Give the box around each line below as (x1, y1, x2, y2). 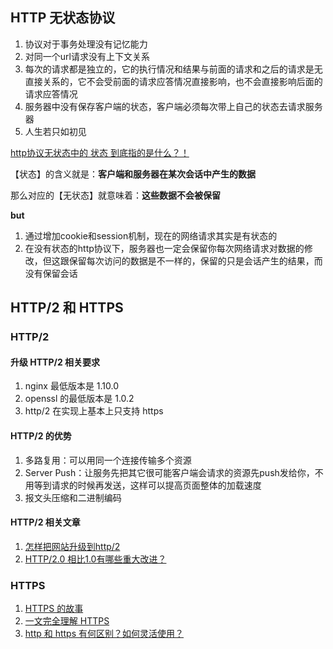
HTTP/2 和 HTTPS (10, 299, 124, 317)
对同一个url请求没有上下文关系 (24, 50, 150, 62)
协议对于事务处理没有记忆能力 (24, 38, 148, 50)
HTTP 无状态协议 (10, 9, 116, 27)
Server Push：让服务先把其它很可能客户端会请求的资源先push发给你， (24, 466, 315, 478)
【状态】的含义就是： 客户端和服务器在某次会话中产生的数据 (10, 168, 256, 180)
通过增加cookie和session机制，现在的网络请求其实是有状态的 (24, 229, 278, 242)
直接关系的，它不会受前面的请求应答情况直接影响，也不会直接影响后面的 (24, 75, 323, 87)
